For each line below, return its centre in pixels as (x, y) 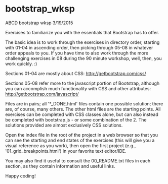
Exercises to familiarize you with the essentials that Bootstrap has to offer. (82, 32)
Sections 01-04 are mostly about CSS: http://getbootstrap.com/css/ (76, 73)
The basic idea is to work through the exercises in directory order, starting (82, 42)
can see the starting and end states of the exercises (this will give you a (80, 140)
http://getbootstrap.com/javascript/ (42, 94)
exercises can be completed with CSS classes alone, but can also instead (82, 114)
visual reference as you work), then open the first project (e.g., (71, 145)
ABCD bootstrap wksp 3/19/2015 (39, 23)
